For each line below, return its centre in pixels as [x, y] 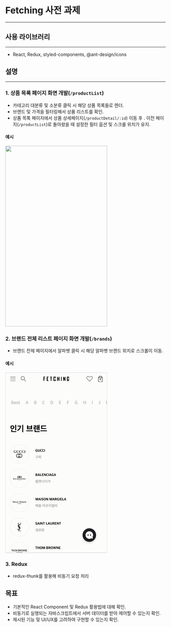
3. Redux [17, 564]
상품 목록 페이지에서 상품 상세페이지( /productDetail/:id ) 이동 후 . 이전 [83, 118]
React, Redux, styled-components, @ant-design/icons [69, 54]
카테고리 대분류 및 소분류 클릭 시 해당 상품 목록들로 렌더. [68, 105]
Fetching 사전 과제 [43, 10]
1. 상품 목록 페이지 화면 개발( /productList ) [55, 93]
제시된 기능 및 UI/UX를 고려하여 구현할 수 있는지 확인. [66, 619]
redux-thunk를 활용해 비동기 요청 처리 [51, 576]
